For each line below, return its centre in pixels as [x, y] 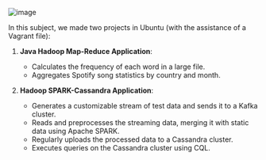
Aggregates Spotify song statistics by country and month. [126, 75]
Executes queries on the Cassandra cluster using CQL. [121, 148]
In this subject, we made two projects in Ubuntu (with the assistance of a [127, 27]
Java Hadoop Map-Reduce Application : [86, 51]
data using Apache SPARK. [75, 131]
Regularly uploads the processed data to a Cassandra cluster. [132, 139]
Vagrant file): [29, 36]
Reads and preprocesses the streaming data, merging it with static [140, 122]
